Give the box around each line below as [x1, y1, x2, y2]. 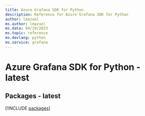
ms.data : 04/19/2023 [5, 26, 48, 31]
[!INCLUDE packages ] [5, 105, 50, 111]
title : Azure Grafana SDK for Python [5, 7, 84, 12]
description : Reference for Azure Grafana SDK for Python [5, 12, 128, 17]
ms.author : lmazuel [5, 21, 46, 26]
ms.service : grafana [5, 40, 48, 45]
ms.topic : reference [5, 30, 48, 35]
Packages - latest [5, 92, 61, 100]
